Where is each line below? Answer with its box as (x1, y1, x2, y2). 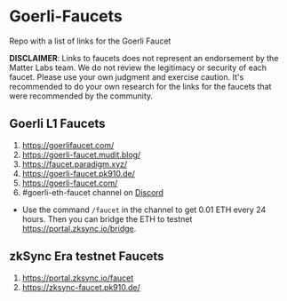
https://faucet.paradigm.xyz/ (21, 158, 128, 170)
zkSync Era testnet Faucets (9, 249, 164, 264)
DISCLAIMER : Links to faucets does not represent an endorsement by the (9, 52, 279, 63)
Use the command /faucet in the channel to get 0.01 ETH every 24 (21, 204, 267, 215)
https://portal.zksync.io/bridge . (21, 223, 137, 234)
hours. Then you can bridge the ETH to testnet (21, 213, 193, 224)
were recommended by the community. (9, 91, 154, 101)
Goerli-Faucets (9, 6, 123, 27)
